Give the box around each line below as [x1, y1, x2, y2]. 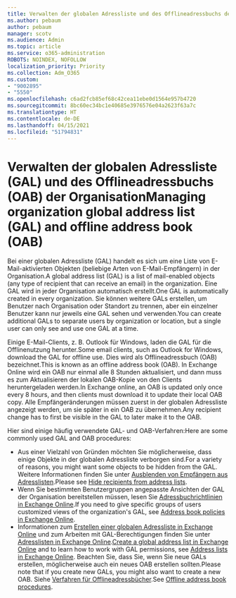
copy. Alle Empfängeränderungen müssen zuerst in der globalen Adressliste [7, 398, 228, 406]
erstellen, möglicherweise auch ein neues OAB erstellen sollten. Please [17, 560, 221, 568]
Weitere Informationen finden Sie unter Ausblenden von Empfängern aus [17, 470, 228, 479]
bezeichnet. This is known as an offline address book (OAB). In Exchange [7, 360, 218, 369]
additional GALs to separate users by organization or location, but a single [7, 317, 221, 325]
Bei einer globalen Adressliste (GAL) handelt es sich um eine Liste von [7, 257, 210, 265]
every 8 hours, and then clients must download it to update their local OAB [7, 391, 223, 399]
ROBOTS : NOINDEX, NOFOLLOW [7, 56, 86, 63]
